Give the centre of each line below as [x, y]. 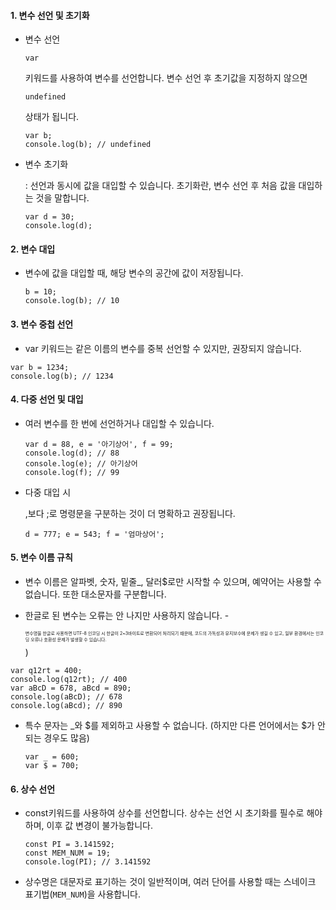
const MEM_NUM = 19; [67, 853]
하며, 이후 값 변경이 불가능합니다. [88, 826]
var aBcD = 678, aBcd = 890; [71, 688]
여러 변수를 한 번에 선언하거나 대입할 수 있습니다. [119, 423]
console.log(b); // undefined [88, 145]
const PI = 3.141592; [69, 845]
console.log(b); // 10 [72, 301]
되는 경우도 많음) [57, 738]
